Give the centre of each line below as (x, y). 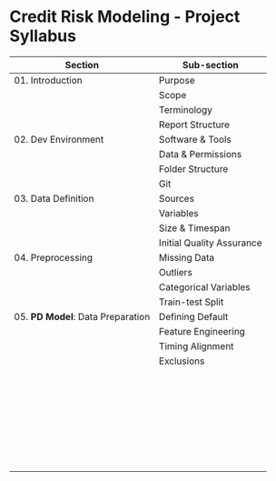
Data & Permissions (200, 154)
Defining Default (193, 316)
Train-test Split (191, 302)
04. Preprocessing (54, 257)
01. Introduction (49, 80)
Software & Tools (195, 139)
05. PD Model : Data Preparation (82, 316)
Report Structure (194, 125)
